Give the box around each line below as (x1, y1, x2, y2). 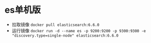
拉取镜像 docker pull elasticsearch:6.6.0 (11, 21, 100, 27)
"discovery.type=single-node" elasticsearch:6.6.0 (11, 33, 119, 38)
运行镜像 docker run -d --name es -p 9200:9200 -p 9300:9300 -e (11, 27, 146, 33)
